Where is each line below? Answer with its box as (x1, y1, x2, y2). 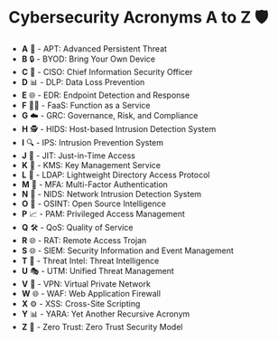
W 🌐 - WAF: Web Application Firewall (21, 288, 162, 298)
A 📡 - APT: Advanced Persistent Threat (21, 43, 168, 54)
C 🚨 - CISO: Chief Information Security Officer (21, 66, 193, 77)
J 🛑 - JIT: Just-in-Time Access (21, 150, 136, 161)
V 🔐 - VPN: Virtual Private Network (21, 278, 151, 289)
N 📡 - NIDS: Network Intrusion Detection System (21, 188, 202, 199)
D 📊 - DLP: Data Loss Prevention (21, 76, 145, 87)
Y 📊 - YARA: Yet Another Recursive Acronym (21, 308, 190, 319)
